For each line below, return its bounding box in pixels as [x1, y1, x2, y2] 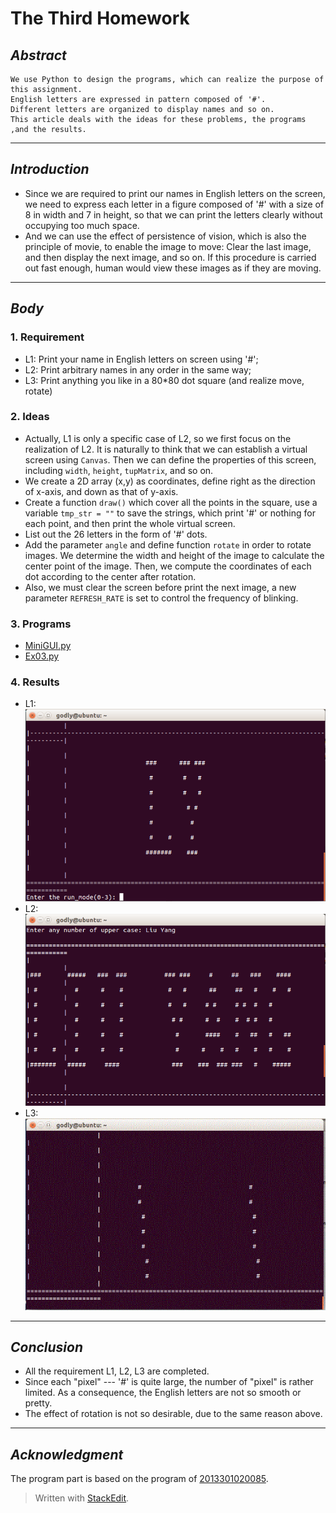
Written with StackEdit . [34, 1492, 130, 1504]
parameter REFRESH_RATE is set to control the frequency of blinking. [24, 592, 299, 604]
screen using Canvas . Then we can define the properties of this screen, [24, 453, 317, 466]
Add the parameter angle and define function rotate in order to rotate [24, 538, 312, 551]
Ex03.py [24, 650, 60, 662]
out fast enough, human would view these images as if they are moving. [24, 262, 322, 274]
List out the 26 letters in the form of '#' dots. [24, 528, 208, 540]
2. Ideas [10, 410, 50, 424]
